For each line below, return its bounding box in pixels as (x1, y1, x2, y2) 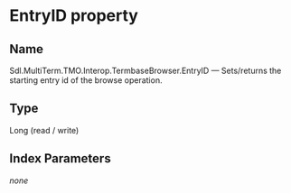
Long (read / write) (9, 124, 80, 135)
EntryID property (9, 5, 138, 26)
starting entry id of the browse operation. (9, 75, 163, 86)
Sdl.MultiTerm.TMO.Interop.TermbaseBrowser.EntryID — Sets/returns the (9, 65, 282, 76)
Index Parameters (9, 151, 111, 167)
